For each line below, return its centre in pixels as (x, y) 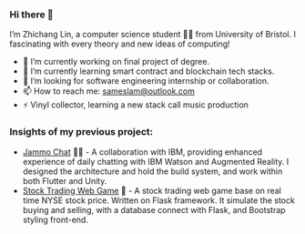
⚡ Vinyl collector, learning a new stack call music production (135, 105)
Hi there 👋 (32, 15)
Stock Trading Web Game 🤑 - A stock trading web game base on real (152, 190)
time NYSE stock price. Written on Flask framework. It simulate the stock (159, 200)
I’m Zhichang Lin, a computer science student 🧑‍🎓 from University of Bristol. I (152, 35)
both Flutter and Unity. (65, 180)
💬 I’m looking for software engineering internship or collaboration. (146, 81)
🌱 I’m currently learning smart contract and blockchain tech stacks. (148, 71)
